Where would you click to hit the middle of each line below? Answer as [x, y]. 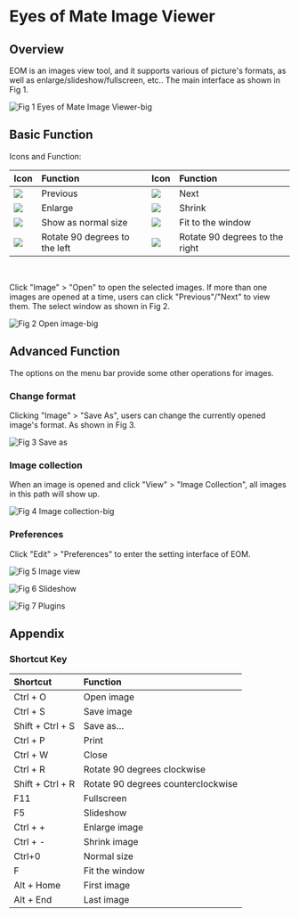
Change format [43, 396]
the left [56, 248]
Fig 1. [19, 90]
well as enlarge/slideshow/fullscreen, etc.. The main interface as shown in [145, 80]
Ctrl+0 [27, 856]
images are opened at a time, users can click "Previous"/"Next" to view [140, 297]
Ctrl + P [30, 741]
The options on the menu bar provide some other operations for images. [141, 373]
